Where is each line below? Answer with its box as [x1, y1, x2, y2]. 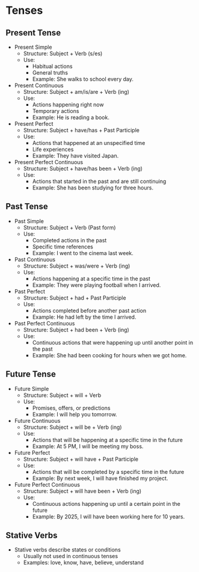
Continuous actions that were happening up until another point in [32, 339, 194, 346]
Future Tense [5, 369, 57, 380]
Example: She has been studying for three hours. [32, 184, 154, 191]
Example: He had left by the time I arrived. [32, 313, 136, 321]
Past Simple [14, 217, 44, 224]
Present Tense [5, 28, 61, 38]
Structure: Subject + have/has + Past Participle [23, 127, 139, 134]
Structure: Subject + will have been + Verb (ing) [23, 487, 142, 494]
